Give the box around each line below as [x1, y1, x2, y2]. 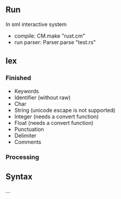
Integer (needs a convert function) [14, 113, 99, 120]
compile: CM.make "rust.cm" [14, 32, 86, 39]
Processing [5, 153, 39, 161]
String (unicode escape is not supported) [14, 106, 116, 114]
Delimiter [14, 131, 37, 139]
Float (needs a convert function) [14, 119, 94, 126]
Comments [14, 138, 42, 145]
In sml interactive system [5, 20, 67, 27]
